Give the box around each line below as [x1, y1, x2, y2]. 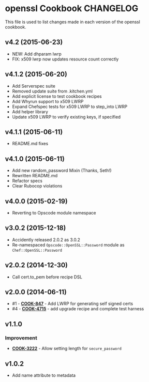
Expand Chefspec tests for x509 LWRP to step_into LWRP [12, 104, 128, 109]
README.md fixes [12, 141, 48, 147]
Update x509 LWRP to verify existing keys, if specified [12, 114, 121, 120]
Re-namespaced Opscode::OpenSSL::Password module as [12, 242, 125, 247]
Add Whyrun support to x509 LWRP [12, 98, 84, 104]
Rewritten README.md [12, 173, 58, 179]
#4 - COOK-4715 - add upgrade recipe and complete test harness [12, 306, 144, 312]
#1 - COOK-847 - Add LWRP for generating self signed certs [12, 301, 133, 306]
